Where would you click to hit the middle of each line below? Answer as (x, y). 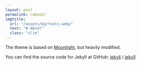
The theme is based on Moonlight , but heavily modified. (63, 47)
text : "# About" (27, 28)
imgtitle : (16, 19)
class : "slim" (24, 33)
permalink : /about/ (26, 14)
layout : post (19, 10)
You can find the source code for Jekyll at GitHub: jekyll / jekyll (70, 57)
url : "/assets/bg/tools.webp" (41, 24)
